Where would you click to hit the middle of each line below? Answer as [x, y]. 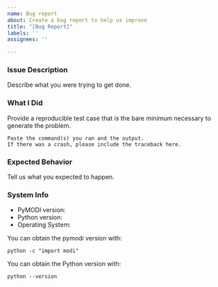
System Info [28, 195]
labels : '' [23, 33]
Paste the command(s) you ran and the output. [76, 138]
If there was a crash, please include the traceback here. [94, 144]
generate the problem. [39, 125]
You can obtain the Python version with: [64, 264]
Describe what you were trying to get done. [69, 85]
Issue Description [37, 70]
